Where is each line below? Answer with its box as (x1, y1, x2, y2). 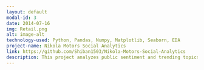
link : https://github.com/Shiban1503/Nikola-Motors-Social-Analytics (6, 49, 186, 55)
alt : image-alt (6, 32, 45, 38)
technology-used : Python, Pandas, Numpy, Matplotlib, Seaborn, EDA (6, 37, 181, 43)
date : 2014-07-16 (6, 20, 50, 26)
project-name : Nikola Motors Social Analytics (6, 43, 126, 49)
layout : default (6, 9, 47, 15)
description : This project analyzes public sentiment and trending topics (6, 54, 200, 60)
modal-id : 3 (6, 15, 36, 21)
